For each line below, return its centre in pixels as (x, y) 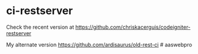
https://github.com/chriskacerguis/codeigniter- (133, 27)
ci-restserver (40, 11)
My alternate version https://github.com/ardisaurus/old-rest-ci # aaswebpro (99, 45)
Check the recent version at (40, 27)
